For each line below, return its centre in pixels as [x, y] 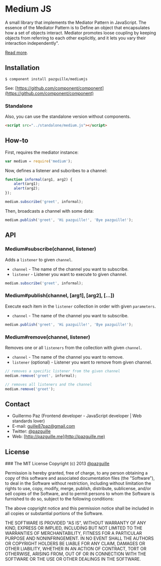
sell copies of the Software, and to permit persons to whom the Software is [80, 494]
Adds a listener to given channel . [39, 259]
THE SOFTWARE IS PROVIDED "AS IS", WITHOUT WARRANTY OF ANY [76, 523]
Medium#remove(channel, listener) [48, 337]
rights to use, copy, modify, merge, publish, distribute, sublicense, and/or [78, 489]
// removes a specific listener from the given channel [63, 371]
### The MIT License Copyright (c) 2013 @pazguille [57, 464]
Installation [22, 68]
